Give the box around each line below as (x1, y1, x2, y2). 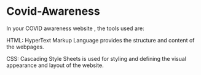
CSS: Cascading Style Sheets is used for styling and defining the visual (6, 55, 186, 62)
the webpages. (6, 43, 44, 50)
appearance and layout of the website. (6, 61, 104, 69)
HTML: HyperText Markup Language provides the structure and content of (6, 36, 195, 44)
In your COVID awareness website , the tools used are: (6, 25, 144, 32)
